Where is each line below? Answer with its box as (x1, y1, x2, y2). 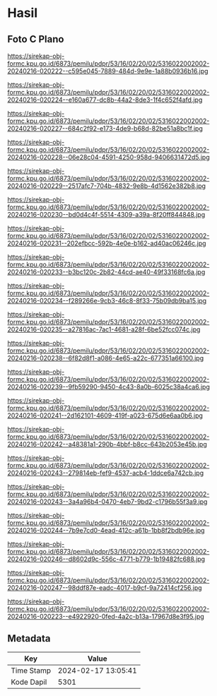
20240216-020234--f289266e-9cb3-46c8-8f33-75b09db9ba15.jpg (7, 297, 207, 305)
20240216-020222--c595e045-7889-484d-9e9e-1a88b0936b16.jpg (7, 67, 209, 75)
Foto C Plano (7, 33, 64, 45)
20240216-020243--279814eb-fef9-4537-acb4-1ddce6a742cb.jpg (7, 468, 204, 477)
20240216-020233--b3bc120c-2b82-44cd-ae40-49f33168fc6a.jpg (7, 268, 206, 276)
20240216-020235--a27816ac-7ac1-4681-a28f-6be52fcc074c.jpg (7, 325, 201, 334)
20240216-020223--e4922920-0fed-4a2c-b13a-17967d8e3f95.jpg (7, 613, 205, 620)
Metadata (7, 632, 51, 644)
